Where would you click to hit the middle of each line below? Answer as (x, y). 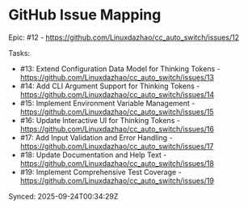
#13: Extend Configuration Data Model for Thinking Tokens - (120, 68)
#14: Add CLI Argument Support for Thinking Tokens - (110, 86)
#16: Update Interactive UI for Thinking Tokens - (100, 120)
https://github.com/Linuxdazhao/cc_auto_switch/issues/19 (117, 181)
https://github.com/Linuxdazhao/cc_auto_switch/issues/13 (117, 77)
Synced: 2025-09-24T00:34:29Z (63, 196)
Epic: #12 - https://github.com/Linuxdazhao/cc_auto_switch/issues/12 (124, 37)
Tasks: (19, 53)
